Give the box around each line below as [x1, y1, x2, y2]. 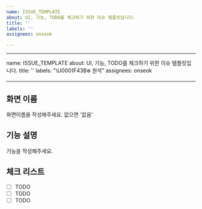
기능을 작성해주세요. [6, 147, 53, 154]
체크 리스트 [6, 167, 45, 177]
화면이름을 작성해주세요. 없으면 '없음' [6, 111, 93, 118]
